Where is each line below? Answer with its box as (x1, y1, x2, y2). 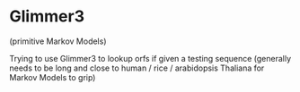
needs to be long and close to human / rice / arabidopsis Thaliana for (9, 63, 265, 73)
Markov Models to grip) (9, 71, 96, 82)
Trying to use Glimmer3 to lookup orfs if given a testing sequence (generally (9, 53, 292, 63)
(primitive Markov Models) (9, 36, 107, 46)
